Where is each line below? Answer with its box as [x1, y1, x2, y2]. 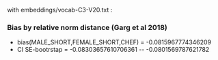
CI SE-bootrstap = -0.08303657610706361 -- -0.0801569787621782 [16, 46, 210, 54]
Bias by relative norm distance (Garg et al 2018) [7, 22, 167, 32]
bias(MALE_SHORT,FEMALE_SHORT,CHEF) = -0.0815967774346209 [16, 38, 212, 46]
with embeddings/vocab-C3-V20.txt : [7, 6, 113, 14]
